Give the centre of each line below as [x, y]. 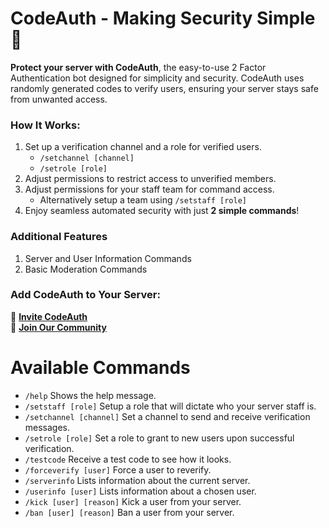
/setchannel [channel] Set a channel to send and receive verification [167, 416]
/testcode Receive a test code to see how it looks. [128, 459]
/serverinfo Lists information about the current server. [137, 480]
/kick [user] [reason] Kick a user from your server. [133, 501]
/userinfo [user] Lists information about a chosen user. [140, 491]
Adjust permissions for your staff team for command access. [149, 189]
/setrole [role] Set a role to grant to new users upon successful [159, 438]
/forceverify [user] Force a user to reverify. [118, 469]
